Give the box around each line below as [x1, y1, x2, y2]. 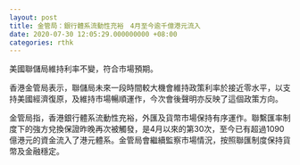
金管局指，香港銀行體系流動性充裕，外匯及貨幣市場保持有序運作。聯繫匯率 [9, 112, 283, 123]
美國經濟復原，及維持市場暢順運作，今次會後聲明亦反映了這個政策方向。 [16, 94, 283, 104]
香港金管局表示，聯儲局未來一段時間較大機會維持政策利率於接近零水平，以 [9, 82, 283, 94]
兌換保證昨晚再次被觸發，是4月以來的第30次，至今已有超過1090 [47, 124, 285, 135]
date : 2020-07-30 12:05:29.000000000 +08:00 [9, 29, 178, 38]
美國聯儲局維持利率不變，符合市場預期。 [9, 63, 158, 74]
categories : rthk [9, 37, 74, 47]
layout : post [9, 12, 58, 22]
